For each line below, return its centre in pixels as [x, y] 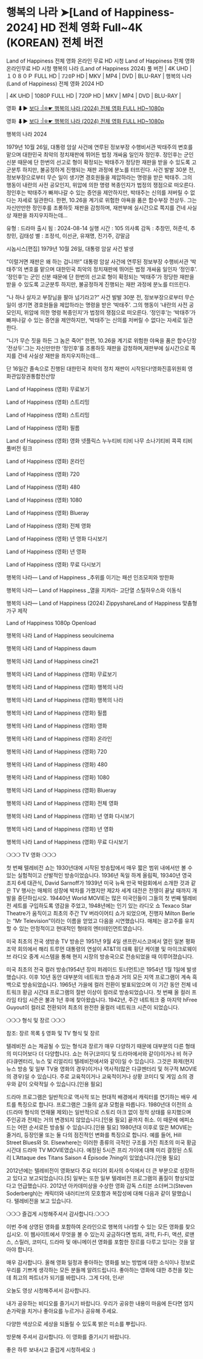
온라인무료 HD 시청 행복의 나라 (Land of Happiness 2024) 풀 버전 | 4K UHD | [99, 68]
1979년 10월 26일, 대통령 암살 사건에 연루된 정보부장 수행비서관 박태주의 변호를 [100, 147]
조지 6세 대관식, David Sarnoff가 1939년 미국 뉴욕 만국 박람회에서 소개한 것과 [98, 883]
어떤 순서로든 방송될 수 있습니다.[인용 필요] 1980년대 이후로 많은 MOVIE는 [105, 1127]
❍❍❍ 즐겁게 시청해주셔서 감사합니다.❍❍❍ [58, 1214]
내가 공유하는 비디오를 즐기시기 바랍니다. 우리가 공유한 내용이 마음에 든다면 [95, 1303]
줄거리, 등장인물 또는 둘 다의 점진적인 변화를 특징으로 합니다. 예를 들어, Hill [94, 1135]
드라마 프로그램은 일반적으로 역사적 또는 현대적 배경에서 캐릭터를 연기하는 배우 [98, 1097]
